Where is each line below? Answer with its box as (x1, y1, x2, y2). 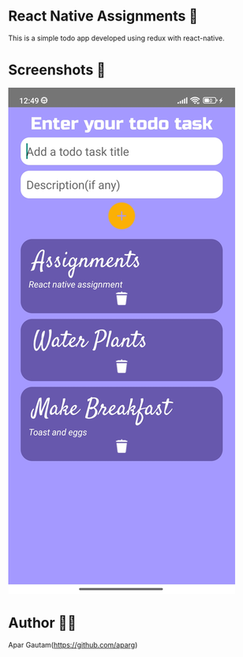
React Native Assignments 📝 (8, 7, 199, 25)
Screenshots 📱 (8, 61, 107, 79)
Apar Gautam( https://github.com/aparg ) (8, 640, 138, 649)
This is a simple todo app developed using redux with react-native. (8, 33, 225, 43)
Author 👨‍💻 (8, 614, 77, 632)
